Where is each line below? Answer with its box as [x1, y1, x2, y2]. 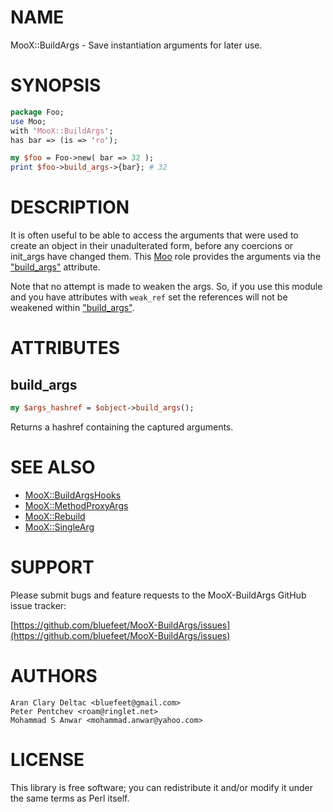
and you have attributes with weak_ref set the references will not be [10, 291, 288, 303]
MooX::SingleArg [24, 521, 95, 533]
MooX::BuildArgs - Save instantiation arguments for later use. [10, 39, 263, 51]
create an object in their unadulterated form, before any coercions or [10, 240, 294, 252]
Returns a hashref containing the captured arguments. [10, 421, 234, 433]
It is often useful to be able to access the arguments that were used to [10, 229, 299, 241]
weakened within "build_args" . [10, 302, 135, 314]
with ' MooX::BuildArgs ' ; [10, 126, 114, 136]
